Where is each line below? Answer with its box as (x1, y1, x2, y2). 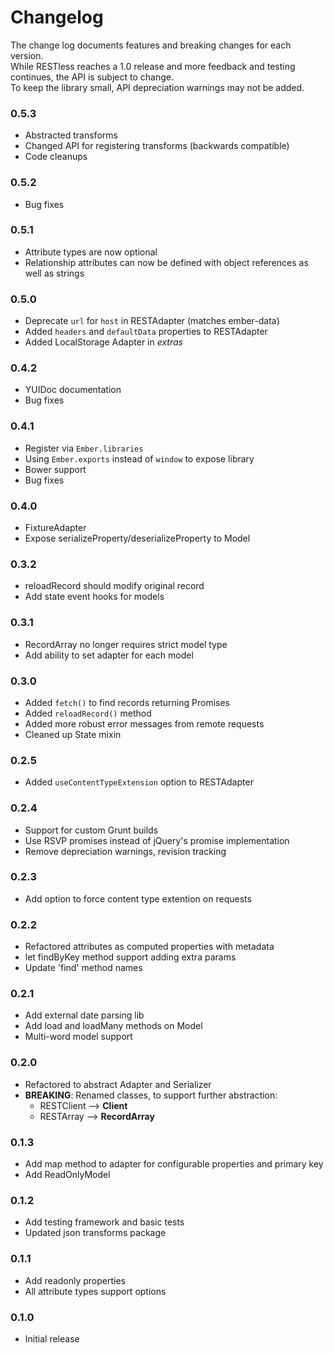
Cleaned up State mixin (24, 728, 122, 740)
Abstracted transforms (24, 129, 118, 141)
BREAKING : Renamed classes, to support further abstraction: (24, 1089, 278, 1101)
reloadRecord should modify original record (24, 580, 205, 592)
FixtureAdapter (24, 522, 87, 534)
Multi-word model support (24, 1031, 133, 1043)
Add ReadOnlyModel (24, 1168, 111, 1180)
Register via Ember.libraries (24, 442, 144, 454)
